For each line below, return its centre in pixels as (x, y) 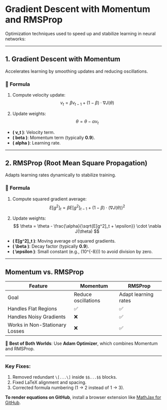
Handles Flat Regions (32, 309)
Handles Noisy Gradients (37, 317)
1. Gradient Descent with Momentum (63, 59)
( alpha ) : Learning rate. (37, 142)
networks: (15, 39)
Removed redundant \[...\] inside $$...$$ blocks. (65, 377)
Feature (39, 286)
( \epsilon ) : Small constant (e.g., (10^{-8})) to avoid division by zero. (83, 252)
